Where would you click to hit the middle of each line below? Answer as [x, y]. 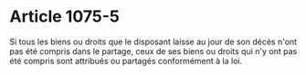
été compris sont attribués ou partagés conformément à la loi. [126, 61]
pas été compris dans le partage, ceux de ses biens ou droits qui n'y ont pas [153, 51]
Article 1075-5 [65, 17]
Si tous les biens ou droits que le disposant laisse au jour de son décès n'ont [153, 42]
